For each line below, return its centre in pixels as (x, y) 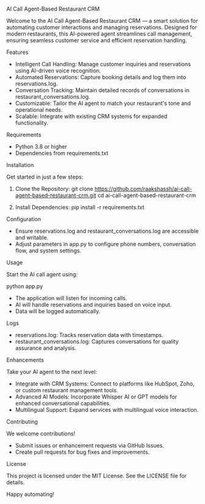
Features (17, 52)
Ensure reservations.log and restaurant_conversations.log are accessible (107, 231)
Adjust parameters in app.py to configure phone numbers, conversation (105, 244)
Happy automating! (30, 494)
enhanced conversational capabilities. (63, 403)
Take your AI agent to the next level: (52, 372)
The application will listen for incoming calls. (71, 298)
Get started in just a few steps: (45, 177)
